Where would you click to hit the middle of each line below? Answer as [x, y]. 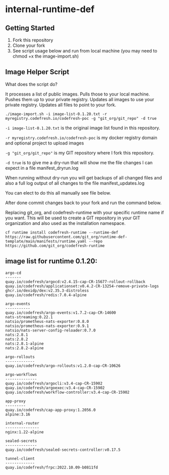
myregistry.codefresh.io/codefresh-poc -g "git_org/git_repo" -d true [81, 118]
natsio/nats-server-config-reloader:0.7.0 [50, 330]
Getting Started [30, 28]
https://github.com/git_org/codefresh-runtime [55, 246]
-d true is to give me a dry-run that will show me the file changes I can [79, 162]
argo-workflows [21, 374]
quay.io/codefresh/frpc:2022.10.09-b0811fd [52, 467]
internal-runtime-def [50, 9]
